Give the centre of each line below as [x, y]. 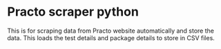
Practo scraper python [73, 12]
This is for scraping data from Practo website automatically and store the [110, 31]
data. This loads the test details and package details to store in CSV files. [111, 37]
